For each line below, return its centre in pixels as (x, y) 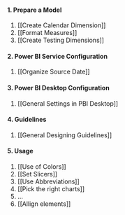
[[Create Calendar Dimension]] (61, 25)
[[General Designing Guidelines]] (65, 135)
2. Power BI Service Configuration (58, 56)
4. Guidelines (27, 120)
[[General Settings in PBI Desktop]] (68, 103)
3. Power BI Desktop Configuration (58, 88)
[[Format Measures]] (47, 33)
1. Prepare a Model (35, 10)
